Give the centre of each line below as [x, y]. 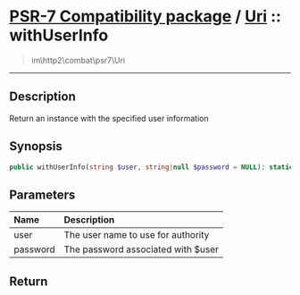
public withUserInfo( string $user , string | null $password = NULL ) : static [151, 167]
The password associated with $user [141, 249]
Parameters [42, 194]
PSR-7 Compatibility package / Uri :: [145, 17]
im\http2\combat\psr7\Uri [78, 60]
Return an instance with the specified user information [109, 118]
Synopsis [36, 146]
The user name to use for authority [137, 235]
